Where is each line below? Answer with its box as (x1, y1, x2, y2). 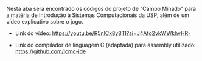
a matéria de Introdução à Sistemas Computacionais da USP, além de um (6, 11, 190, 19)
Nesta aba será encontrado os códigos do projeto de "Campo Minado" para (6, 5, 197, 12)
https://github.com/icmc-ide (15, 48, 86, 55)
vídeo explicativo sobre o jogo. (6, 18, 83, 25)
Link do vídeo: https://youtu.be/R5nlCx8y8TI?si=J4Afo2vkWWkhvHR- (15, 30, 191, 37)
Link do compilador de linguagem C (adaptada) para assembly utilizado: (15, 42, 196, 48)
